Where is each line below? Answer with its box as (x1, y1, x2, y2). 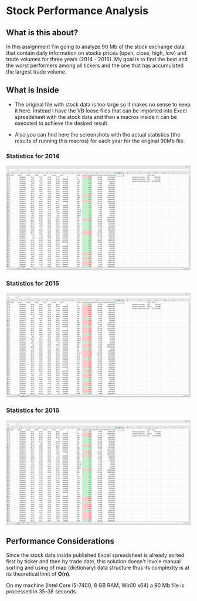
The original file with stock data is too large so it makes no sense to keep (14, 101, 191, 108)
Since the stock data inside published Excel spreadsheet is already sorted (6, 552, 185, 559)
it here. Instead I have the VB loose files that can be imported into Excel (14, 107, 188, 114)
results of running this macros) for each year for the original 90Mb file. (14, 137, 185, 144)
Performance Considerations (6, 536, 114, 546)
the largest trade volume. (6, 68, 67, 75)
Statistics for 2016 (6, 406, 60, 414)
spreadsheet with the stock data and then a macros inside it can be (14, 113, 177, 120)
